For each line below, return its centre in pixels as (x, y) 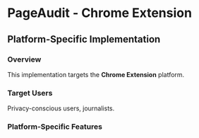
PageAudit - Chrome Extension (100, 13)
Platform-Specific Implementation (84, 39)
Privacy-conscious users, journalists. (61, 108)
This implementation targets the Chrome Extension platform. (96, 74)
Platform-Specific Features (55, 127)
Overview (24, 59)
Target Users (30, 93)
